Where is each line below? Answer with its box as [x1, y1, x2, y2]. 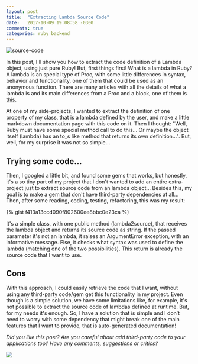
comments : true [6, 25, 44, 31]
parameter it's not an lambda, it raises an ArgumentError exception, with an [6, 232, 189, 240]
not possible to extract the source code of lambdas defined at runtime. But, [6, 303, 189, 310]
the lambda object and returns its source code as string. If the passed [6, 226, 176, 233]
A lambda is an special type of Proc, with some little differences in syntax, [6, 71, 186, 78]
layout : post [6, 8, 38, 15]
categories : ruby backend [6, 31, 70, 37]
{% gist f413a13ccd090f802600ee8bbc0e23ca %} [6, 208, 130, 215]
